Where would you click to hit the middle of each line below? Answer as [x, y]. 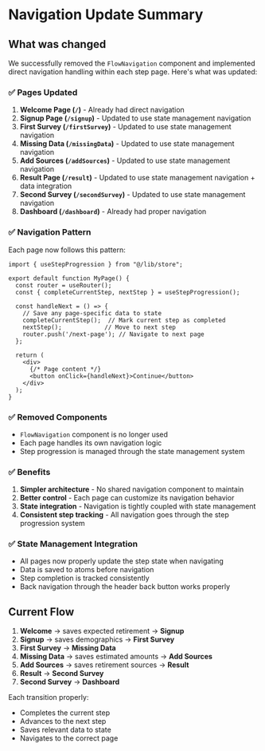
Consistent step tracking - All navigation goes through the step [124, 515]
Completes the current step [65, 713]
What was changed [57, 44]
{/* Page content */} [65, 369]
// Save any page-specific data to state [92, 313]
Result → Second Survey [62, 674]
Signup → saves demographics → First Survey [97, 639]
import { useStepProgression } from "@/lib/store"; [95, 264]
